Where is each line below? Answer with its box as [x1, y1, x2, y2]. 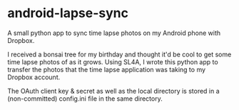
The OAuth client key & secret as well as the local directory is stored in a [7, 86, 220, 95]
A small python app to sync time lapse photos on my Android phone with [7, 29, 221, 37]
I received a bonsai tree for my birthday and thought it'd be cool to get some [7, 50, 232, 59]
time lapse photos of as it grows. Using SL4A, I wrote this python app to [7, 57, 219, 66]
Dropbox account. [7, 73, 61, 81]
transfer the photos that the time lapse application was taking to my [7, 65, 205, 74]
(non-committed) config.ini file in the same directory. [7, 94, 163, 103]
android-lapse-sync [7, 5, 128, 21]
